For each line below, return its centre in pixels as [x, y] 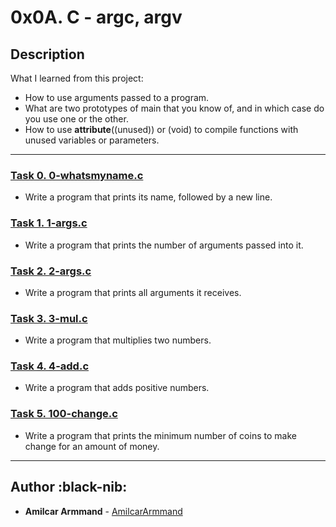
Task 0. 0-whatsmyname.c [77, 175]
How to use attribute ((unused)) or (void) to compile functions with [161, 129]
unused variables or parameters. [92, 140]
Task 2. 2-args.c [51, 271]
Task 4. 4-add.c [50, 366]
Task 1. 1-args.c [49, 223]
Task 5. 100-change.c [64, 414]
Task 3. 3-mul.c [49, 318]
